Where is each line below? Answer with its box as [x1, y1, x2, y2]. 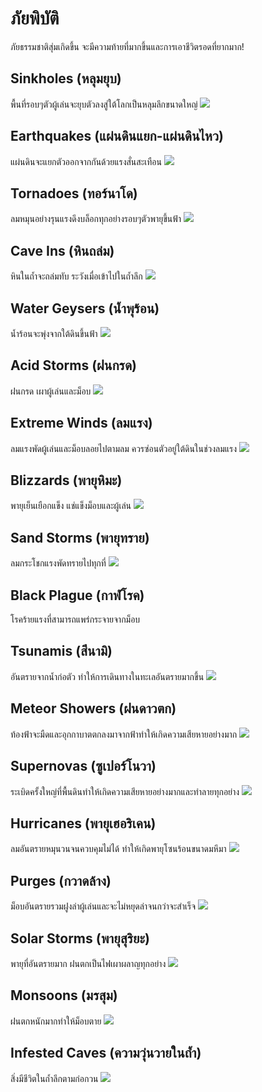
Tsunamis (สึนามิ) [10, 643, 113, 660]
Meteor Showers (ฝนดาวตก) [10, 700, 177, 717]
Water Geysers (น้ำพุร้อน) [10, 300, 160, 317]
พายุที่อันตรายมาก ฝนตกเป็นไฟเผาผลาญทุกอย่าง [10, 957, 167, 969]
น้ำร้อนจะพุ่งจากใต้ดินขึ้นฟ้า [10, 328, 98, 339]
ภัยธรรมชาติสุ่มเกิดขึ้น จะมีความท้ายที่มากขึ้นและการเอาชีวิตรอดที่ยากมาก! [10, 40, 245, 52]
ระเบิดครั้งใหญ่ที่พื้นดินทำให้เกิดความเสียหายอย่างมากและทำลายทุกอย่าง [10, 785, 240, 797]
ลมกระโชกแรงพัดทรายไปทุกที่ [10, 557, 107, 569]
